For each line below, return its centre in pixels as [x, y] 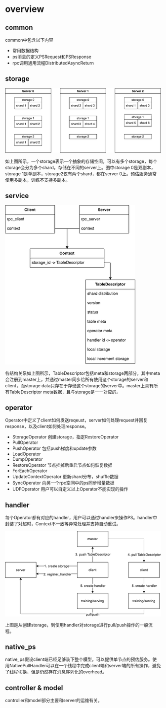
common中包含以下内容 [29, 40]
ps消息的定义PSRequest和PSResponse [52, 57]
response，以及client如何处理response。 [47, 426]
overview [25, 9]
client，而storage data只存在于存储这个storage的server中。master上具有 [80, 385]
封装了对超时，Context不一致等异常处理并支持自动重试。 [63, 524]
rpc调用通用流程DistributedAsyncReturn [53, 63]
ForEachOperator [30, 471]
